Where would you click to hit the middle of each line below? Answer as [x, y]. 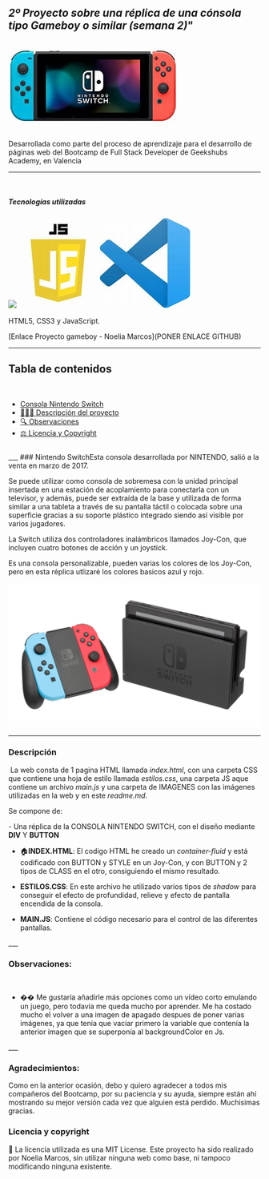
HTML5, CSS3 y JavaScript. [54, 320]
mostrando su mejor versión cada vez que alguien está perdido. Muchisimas [134, 1103]
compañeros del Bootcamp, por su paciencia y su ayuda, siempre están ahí [132, 1094]
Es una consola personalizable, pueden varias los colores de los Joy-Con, [130, 563]
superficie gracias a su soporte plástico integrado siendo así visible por [126, 515]
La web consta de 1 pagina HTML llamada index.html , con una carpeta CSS [134, 770]
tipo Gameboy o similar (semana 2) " [101, 26]
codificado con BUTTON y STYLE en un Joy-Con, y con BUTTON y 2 [134, 862]
